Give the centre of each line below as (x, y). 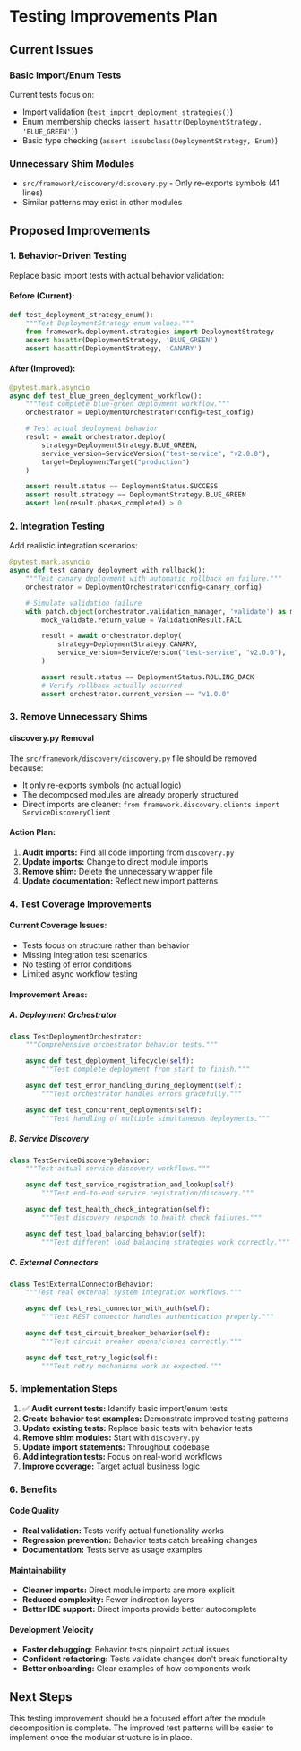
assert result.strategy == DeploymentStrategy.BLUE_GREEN (136, 495)
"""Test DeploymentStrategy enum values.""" (110, 323)
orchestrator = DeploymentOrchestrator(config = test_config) (140, 413)
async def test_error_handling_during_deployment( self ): (134, 1086)
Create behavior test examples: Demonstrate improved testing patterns (155, 1419)
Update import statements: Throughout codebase (116, 1447)
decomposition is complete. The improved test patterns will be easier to (142, 1728)
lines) (32, 193)
